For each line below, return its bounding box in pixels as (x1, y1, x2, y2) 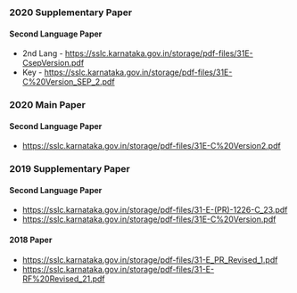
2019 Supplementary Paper (9, 163, 131, 175)
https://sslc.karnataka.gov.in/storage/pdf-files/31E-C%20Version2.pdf (21, 141, 281, 151)
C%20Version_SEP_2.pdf (21, 77, 115, 87)
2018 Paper (9, 234, 53, 245)
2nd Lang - (21, 48, 64, 59)
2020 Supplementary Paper (9, 6, 132, 19)
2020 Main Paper (9, 99, 87, 111)
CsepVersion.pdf (21, 58, 85, 69)
